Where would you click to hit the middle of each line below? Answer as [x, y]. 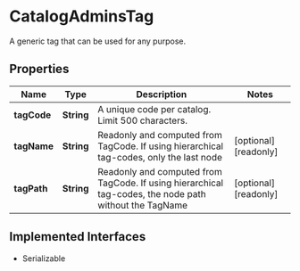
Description [162, 94]
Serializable [44, 258]
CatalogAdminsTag [82, 16]
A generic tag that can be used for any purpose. [97, 41]
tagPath [31, 188]
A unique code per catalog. [154, 109]
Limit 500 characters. [142, 120]
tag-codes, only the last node [160, 157]
